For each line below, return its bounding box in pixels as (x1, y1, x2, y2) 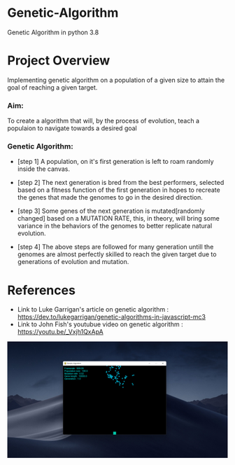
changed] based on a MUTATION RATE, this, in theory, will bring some (17, 214, 220, 223)
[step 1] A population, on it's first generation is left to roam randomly (17, 158, 215, 166)
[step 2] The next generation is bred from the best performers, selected (17, 179, 225, 187)
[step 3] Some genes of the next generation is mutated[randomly (17, 207, 205, 215)
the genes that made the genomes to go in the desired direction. (17, 193, 203, 202)
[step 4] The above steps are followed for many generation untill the (17, 243, 214, 251)
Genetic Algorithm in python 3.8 (7, 28, 99, 36)
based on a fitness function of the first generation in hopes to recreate (17, 186, 220, 194)
